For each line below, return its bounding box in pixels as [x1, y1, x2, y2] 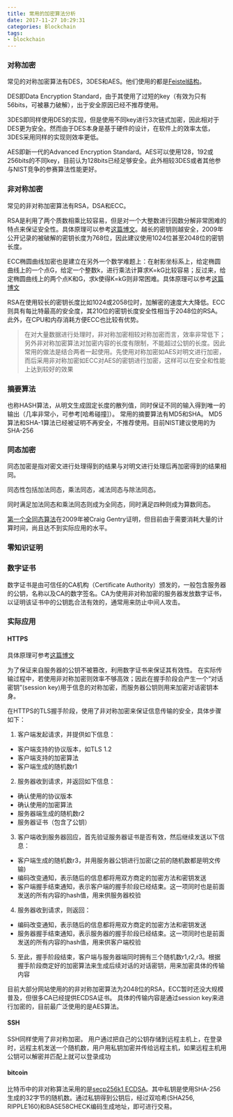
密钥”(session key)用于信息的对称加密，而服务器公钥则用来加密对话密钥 [7, 683, 213, 691]
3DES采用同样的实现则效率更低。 [7, 133, 103, 141]
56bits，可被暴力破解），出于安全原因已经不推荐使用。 [7, 101, 162, 109]
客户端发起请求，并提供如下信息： [17, 730, 115, 738]
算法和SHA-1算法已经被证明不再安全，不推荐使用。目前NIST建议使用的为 [7, 419, 216, 427]
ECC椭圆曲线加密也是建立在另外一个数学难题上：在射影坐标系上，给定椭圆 [7, 257, 221, 265]
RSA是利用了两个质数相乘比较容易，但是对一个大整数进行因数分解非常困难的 [7, 216, 227, 225]
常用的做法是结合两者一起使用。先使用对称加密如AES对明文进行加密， [24, 347, 225, 355]
